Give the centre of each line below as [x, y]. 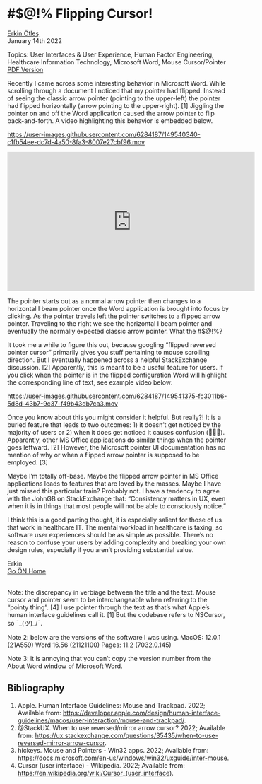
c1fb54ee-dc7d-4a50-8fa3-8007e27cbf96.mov [76, 142]
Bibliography [36, 688]
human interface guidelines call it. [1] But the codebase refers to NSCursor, [116, 614]
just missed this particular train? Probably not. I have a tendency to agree [114, 491]
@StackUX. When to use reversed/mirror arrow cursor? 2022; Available [121, 727]
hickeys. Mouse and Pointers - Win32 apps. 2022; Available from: [113, 750]
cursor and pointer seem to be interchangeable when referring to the [107, 599]
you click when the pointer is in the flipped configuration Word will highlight [117, 375]
